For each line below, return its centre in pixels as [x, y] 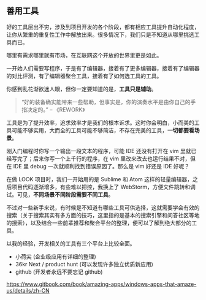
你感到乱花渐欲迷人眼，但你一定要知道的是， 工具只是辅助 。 [82, 89]
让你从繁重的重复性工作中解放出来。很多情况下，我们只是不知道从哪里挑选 [100, 34]
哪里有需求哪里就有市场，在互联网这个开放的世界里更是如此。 [84, 55]
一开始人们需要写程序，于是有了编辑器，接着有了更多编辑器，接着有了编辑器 [103, 68]
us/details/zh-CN [28, 290]
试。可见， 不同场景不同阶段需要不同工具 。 [60, 194]
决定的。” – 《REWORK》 [56, 110]
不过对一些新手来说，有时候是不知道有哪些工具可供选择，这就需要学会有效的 [103, 208]
